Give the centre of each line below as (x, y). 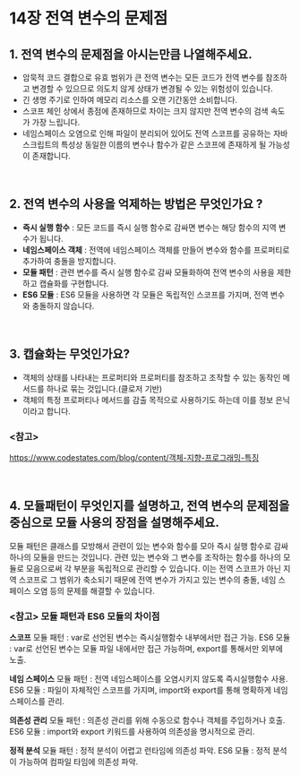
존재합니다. (51, 156)
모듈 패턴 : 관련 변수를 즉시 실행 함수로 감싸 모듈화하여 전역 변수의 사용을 (148, 272)
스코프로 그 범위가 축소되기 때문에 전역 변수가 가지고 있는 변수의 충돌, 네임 (147, 580)
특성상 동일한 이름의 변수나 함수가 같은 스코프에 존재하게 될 (164, 145)
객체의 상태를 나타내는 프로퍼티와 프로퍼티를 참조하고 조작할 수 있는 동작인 (151, 377)
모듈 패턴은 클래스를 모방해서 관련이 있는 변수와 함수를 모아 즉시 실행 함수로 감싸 (149, 546)
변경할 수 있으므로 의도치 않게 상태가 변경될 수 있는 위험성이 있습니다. (152, 89)
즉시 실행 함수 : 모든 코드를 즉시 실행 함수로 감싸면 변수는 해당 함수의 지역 (150, 227)
